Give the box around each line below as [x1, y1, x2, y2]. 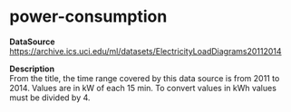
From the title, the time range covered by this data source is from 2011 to [9, 72, 280, 83]
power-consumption [9, 6, 168, 27]
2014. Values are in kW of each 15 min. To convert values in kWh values [9, 82, 276, 93]
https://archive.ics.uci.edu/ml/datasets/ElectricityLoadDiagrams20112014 [9, 45, 283, 56]
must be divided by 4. [9, 92, 91, 103]
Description [9, 63, 55, 74]
